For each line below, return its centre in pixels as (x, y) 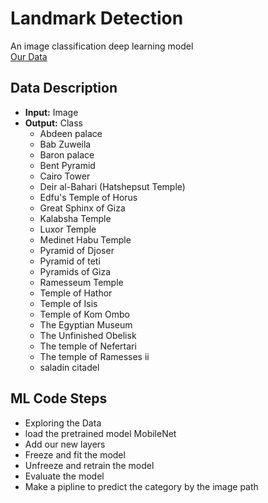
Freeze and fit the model (75, 454)
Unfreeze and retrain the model (89, 465)
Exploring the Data (63, 423)
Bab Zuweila (65, 144)
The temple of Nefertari (88, 346)
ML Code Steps (59, 398)
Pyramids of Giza (75, 271)
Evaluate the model (64, 476)
